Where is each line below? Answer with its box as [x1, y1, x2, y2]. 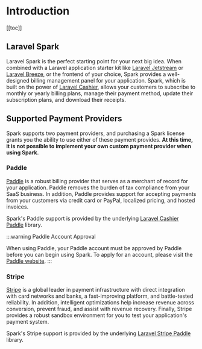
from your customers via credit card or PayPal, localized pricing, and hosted [6, 197, 195, 204]
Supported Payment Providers [6, 113, 122, 124]
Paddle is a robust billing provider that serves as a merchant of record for [6, 177, 188, 184]
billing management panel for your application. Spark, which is [31, 77, 186, 84]
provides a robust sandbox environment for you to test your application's [6, 312, 188, 319]
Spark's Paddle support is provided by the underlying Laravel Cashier [6, 215, 179, 222]
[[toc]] [6, 24, 22, 31]
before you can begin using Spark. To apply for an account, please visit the [6, 251, 193, 258]
